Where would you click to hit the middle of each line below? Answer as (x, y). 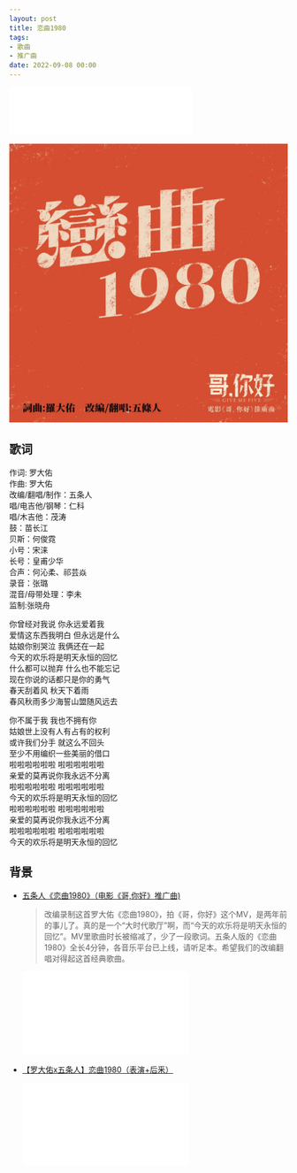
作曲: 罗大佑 (31, 483)
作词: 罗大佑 (31, 472)
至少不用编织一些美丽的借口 (60, 753)
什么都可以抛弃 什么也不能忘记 (65, 668)
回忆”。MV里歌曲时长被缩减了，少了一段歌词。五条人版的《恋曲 (160, 936)
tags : (19, 37)
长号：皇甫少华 (36, 561)
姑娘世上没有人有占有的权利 (60, 731)
